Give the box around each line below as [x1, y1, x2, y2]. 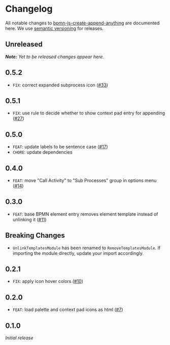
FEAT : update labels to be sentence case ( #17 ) [12, 143, 108, 150]
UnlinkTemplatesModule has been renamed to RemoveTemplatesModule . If [12, 245, 161, 251]
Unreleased [5, 40, 43, 49]
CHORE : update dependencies [12, 149, 73, 155]
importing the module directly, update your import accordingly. [12, 250, 144, 256]
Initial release [5, 335, 33, 341]
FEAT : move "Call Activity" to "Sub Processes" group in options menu [12, 178, 157, 183]
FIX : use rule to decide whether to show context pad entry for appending [12, 110, 165, 116]
